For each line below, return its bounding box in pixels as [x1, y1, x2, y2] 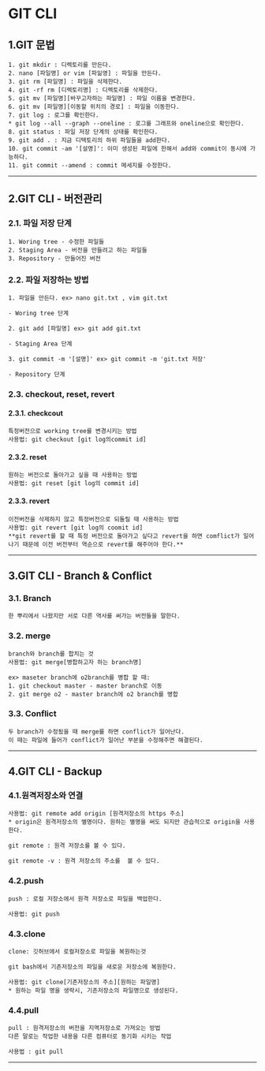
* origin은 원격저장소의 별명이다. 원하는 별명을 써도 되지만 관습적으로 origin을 [8, 818, 241, 827]
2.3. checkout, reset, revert [8, 388, 115, 399]
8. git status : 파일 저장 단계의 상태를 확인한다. [8, 128, 159, 136]
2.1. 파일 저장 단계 [8, 218, 73, 229]
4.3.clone [8, 928, 46, 939]
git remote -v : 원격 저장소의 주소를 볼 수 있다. [8, 857, 160, 865]
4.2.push [8, 875, 44, 886]
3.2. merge [8, 630, 51, 641]
